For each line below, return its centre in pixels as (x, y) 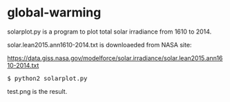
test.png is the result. (37, 91)
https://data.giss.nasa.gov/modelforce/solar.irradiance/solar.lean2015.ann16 (115, 58)
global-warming (54, 13)
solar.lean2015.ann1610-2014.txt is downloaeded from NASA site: (99, 44)
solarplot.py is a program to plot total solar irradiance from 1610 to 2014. (109, 31)
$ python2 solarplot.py (47, 78)
